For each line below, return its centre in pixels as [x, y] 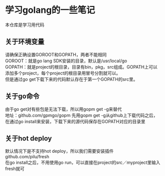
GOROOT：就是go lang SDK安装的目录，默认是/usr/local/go [66, 61]
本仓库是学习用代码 [25, 25]
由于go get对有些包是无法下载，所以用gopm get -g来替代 [64, 109]
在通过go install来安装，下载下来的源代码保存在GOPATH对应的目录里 [75, 121]
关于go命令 [22, 96]
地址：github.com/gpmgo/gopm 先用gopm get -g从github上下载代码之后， [82, 115]
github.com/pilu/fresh [27, 157]
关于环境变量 [25, 42]
